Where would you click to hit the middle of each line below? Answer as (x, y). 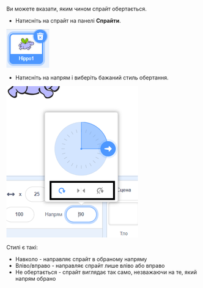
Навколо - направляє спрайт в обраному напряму (81, 259)
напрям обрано (35, 279)
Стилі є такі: (22, 247)
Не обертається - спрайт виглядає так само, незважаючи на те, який (106, 272)
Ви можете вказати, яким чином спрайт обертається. (76, 9)
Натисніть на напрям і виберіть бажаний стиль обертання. (92, 78)
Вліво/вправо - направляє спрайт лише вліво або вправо (90, 266)
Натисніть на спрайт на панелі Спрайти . (68, 20)
